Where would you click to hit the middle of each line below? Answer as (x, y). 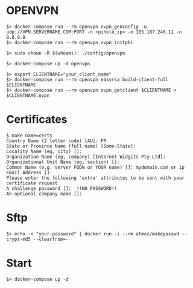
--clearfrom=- (51, 239)
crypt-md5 (19, 239)
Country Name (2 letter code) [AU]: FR (56, 141)
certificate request (32, 183)
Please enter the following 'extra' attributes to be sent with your (96, 178)
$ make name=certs (29, 136)
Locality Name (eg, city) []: (44, 151)
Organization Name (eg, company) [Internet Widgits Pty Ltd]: (86, 157)
